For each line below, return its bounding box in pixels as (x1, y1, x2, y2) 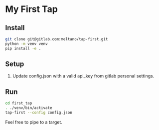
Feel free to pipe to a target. (5, 119, 62, 125)
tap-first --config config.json (5, 110, 72, 115)
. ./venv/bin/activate (5, 105, 52, 110)
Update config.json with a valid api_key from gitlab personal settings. (12, 73, 155, 79)
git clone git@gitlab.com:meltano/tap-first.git (5, 36, 108, 41)
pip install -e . (5, 46, 41, 51)
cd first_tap (5, 101, 32, 106)
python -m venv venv (5, 41, 48, 46)
